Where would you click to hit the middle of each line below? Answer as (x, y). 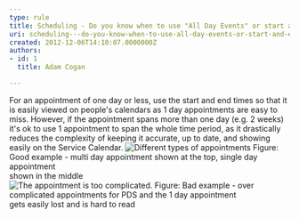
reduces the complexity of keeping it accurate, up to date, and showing (140, 138)
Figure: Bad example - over (204, 185)
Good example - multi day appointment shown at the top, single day (133, 157)
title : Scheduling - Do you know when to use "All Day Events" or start (147, 26)
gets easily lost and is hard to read (73, 204)
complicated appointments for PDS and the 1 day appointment (123, 194)
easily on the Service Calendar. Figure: (144, 147)
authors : (25, 51)
